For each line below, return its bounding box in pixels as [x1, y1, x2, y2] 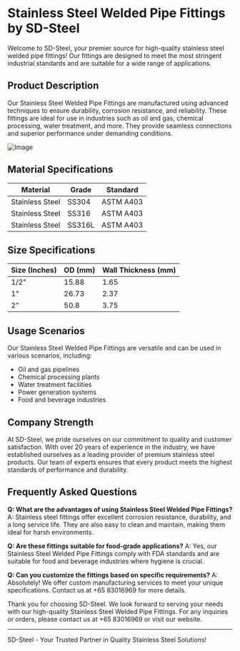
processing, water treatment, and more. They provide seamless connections [7, 121, 232, 130]
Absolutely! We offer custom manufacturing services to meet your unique [7, 578, 224, 587]
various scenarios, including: [7, 351, 92, 360]
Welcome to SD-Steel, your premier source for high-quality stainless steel [7, 44, 225, 52]
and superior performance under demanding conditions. [7, 128, 173, 137]
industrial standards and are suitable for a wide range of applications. [7, 59, 212, 67]
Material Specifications [7, 163, 114, 176]
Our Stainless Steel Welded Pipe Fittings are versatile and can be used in [7, 344, 221, 353]
